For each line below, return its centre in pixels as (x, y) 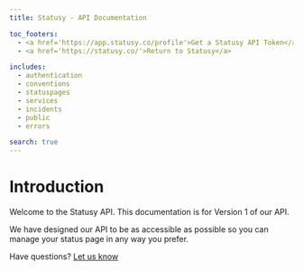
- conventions (44, 84)
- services (38, 100)
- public (34, 117)
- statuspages (44, 92)
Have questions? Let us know (64, 257)
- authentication (50, 76)
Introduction (57, 187)
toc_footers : (34, 34)
